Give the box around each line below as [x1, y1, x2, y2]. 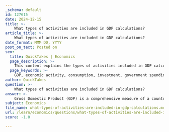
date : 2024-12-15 [5, 17, 42, 22]
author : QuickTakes [5, 77, 46, 82]
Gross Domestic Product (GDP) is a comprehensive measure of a [14, 96, 150, 101]
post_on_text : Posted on [5, 45, 57, 50]
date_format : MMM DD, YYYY [5, 40, 62, 45]
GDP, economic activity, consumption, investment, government [14, 73, 147, 78]
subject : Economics [5, 101, 46, 106]
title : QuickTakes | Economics [10, 54, 75, 59]
